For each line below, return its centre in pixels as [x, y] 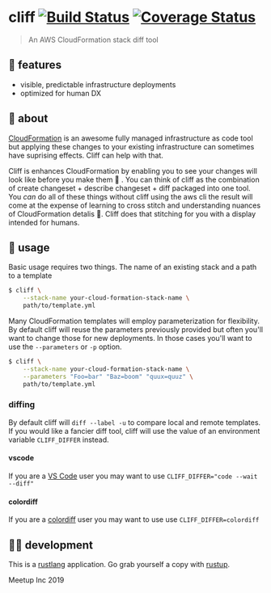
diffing [22, 405]
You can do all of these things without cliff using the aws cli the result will [131, 196]
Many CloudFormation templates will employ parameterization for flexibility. [134, 321]
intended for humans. [44, 222]
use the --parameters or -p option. [66, 347]
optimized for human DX [61, 93]
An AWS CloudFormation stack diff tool [93, 40]
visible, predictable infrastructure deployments [98, 84]
